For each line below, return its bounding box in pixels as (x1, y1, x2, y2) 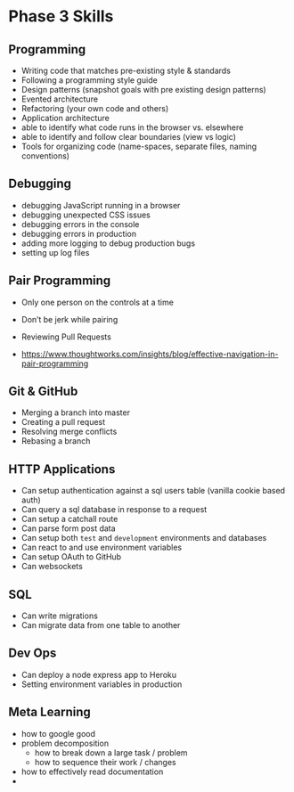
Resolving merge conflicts (20, 426, 118, 437)
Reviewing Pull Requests (20, 331, 112, 342)
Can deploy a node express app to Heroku (20, 669, 177, 680)
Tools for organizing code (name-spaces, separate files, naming (20, 141, 257, 151)
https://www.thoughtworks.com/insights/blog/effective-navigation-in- (20, 348, 279, 359)
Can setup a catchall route (20, 514, 118, 525)
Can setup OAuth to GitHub (20, 551, 122, 562)
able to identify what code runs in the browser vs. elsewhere (20, 122, 244, 133)
